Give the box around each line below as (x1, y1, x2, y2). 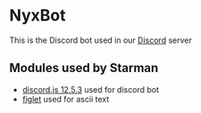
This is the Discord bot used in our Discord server (9, 35, 192, 45)
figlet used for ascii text (21, 93, 110, 104)
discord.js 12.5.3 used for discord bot (21, 84, 159, 94)
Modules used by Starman (9, 61, 159, 76)
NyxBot (9, 5, 66, 26)
